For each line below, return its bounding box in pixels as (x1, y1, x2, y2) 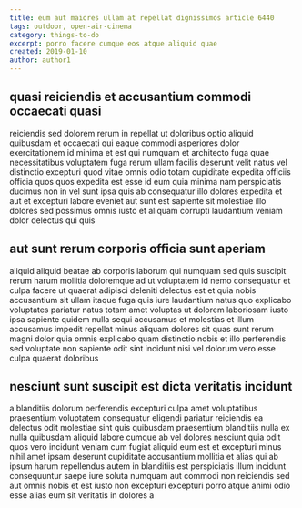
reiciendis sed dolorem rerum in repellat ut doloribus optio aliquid (9, 127, 254, 138)
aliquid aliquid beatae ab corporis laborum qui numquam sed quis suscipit (9, 265, 287, 276)
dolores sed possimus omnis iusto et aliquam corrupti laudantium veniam (9, 205, 284, 216)
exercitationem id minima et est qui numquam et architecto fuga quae (9, 147, 270, 157)
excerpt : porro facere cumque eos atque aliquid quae (9, 38, 218, 48)
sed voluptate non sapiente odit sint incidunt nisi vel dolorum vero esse (9, 342, 276, 353)
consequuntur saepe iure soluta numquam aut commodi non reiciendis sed (9, 471, 290, 482)
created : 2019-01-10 (9, 47, 88, 56)
